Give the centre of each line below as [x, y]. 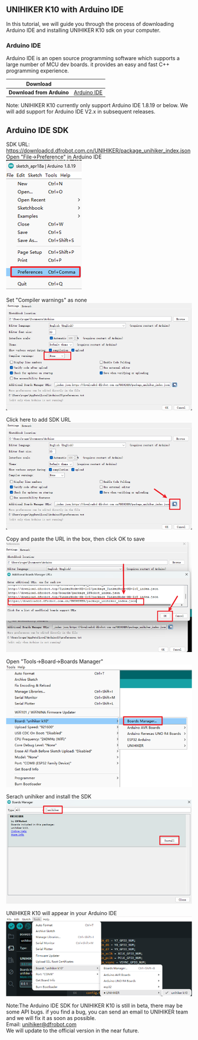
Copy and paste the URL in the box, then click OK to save [76, 539]
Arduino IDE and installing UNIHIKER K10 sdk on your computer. [83, 30]
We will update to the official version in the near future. [73, 1031]
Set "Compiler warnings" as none [47, 300]
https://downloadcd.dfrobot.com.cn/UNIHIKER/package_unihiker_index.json [98, 151]
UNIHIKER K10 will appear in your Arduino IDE [62, 913]
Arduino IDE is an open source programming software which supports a [93, 58]
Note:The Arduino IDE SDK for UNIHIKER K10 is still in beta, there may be [94, 1005]
